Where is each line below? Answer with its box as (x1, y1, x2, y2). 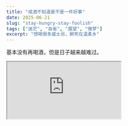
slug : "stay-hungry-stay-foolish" (6, 20, 94, 26)
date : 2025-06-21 (6, 14, 50, 20)
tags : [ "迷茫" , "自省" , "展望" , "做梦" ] (6, 25, 103, 32)
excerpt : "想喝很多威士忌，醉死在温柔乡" (6, 31, 100, 37)
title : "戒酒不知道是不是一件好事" (6, 8, 86, 15)
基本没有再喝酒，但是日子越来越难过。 (6, 49, 102, 56)
